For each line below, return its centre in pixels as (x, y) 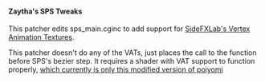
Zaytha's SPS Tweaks (45, 11)
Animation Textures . (41, 37)
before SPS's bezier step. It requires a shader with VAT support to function (132, 61)
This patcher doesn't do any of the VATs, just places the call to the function (132, 53)
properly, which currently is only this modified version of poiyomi (116, 70)
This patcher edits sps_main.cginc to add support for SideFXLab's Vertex (129, 29)
